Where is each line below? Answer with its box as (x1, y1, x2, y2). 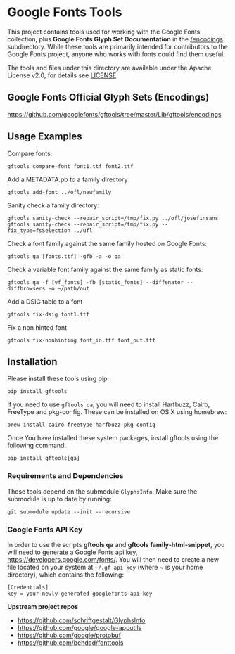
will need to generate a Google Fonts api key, (7, 548, 138, 556)
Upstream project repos (7, 602, 79, 610)
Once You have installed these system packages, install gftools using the (7, 434, 219, 442)
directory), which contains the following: (7, 570, 125, 579)
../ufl (73, 226, 93, 234)
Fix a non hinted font (7, 323, 67, 331)
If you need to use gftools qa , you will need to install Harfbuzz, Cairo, (7, 400, 210, 409)
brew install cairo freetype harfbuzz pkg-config (7, 421, 156, 429)
